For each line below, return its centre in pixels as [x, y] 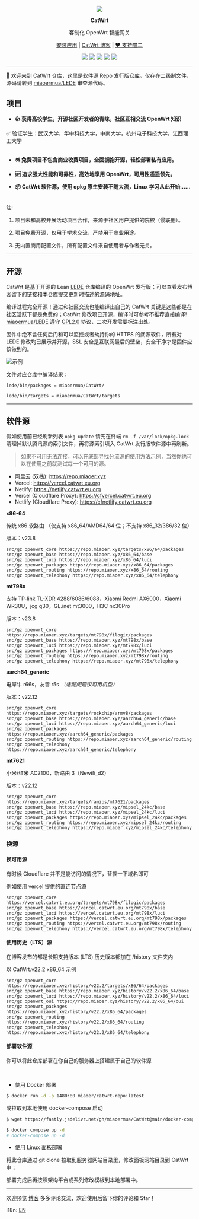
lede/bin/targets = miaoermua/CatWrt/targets [63, 396]
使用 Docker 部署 [35, 1084]
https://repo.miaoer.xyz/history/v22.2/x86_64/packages [76, 1011]
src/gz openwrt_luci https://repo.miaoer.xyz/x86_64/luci [79, 560]
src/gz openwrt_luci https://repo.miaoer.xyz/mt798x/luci [79, 646]
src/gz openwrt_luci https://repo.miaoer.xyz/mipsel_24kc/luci [86, 813]
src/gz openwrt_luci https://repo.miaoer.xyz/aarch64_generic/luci [91, 724]
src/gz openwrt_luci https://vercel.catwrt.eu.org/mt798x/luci [86, 913]
